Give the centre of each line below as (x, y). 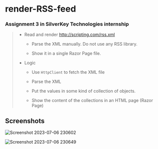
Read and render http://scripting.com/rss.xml (69, 34)
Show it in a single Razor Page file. (66, 53)
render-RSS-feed (41, 9)
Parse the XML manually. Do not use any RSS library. (84, 44)
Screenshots (25, 121)
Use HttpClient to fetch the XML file (68, 72)
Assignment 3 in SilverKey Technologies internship (67, 24)
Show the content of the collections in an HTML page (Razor (92, 100)
